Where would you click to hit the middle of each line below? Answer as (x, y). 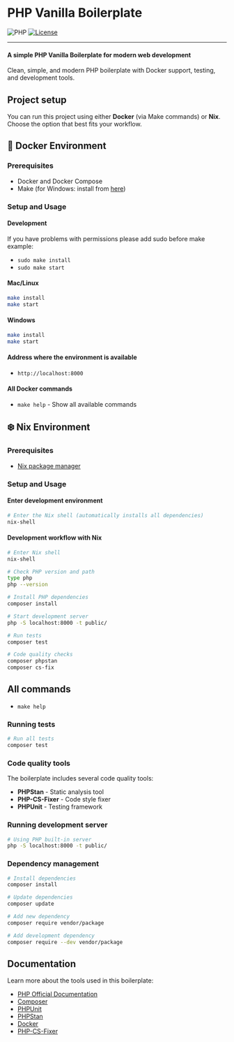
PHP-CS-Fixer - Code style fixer (64, 799)
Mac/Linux (23, 283)
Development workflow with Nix (55, 538)
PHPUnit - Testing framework (60, 807)
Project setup (37, 100)
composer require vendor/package (56, 923)
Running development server (57, 825)
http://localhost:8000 (50, 373)
